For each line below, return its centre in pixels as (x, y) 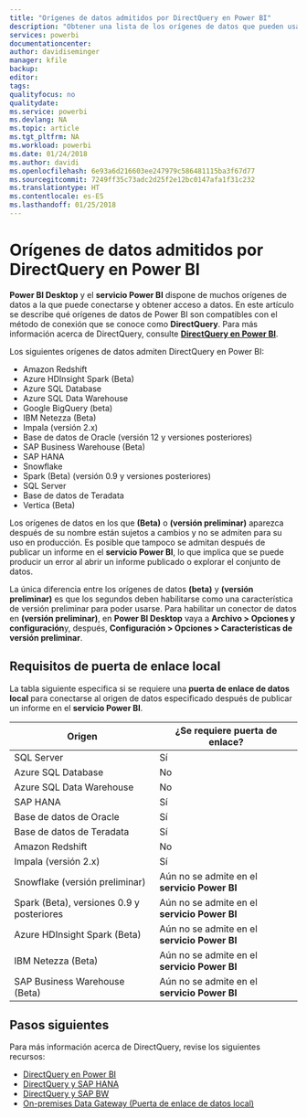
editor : (24, 78)
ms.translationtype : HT (55, 188)
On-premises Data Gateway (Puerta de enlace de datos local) (138, 1103)
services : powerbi (44, 35)
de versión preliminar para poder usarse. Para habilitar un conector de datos (153, 608)
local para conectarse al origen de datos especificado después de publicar (151, 698)
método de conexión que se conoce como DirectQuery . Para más (134, 324)
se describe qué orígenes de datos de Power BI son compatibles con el (143, 314)
